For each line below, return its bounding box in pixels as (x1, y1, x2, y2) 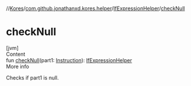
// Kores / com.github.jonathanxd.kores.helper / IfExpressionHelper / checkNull (6, 5, 185, 12)
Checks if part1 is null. (6, 74, 59, 81)
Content (6, 51, 26, 58)
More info (6, 63, 30, 70)
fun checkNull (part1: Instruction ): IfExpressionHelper (6, 56, 132, 63)
